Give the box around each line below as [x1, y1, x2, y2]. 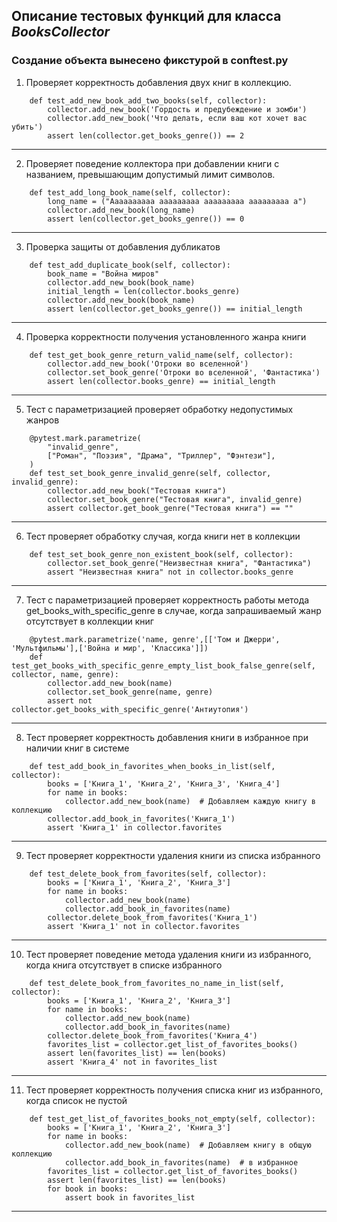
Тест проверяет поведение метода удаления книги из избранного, [25, 948, 312, 960]
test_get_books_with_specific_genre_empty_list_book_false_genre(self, [11, 660, 316, 671]
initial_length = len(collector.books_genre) [47, 286, 241, 296]
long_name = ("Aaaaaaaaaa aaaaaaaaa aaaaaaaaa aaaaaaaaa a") [47, 196, 308, 206]
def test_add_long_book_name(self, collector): [29, 187, 231, 198]
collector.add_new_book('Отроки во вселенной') [47, 359, 249, 369]
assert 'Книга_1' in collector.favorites [47, 822, 223, 833]
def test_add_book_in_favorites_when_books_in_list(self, [29, 761, 276, 771]
